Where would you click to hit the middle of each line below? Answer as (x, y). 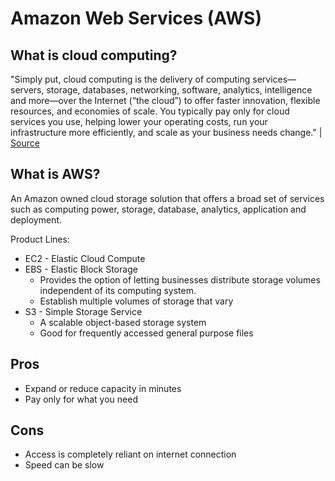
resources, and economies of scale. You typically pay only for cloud (150, 111)
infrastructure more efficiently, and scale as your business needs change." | (166, 132)
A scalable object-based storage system (123, 322)
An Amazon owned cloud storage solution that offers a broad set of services (167, 198)
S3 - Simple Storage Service (83, 311)
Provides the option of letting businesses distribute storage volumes (180, 279)
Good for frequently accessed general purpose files (146, 333)
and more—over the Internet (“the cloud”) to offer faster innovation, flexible (165, 100)
